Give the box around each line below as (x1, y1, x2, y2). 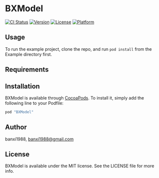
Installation (5, 82, 40, 90)
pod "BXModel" (5, 109, 34, 115)
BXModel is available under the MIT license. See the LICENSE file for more (5, 163, 155, 169)
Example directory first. (5, 51, 52, 57)
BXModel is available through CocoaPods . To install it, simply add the (5, 95, 144, 100)
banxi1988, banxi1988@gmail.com (5, 136, 74, 142)
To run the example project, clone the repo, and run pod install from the (5, 46, 152, 52)
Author (5, 123, 27, 132)
